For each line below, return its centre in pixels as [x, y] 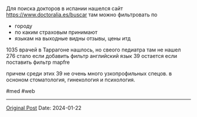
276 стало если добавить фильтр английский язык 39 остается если [92, 56]
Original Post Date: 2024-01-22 [44, 108]
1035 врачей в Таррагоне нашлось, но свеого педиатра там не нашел [94, 50]
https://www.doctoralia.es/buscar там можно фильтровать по [82, 15]
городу [23, 26]
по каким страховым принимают [56, 32]
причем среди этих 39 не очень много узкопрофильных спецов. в [89, 73]
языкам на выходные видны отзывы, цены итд [72, 38]
